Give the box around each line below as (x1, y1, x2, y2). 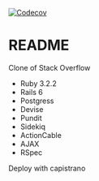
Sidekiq (19, 122, 46, 131)
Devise (19, 104, 44, 114)
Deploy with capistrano (8, 163, 86, 173)
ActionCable (19, 130, 62, 140)
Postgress (19, 96, 54, 106)
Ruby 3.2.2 (19, 78, 57, 88)
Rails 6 (19, 87, 43, 97)
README (8, 37, 70, 54)
